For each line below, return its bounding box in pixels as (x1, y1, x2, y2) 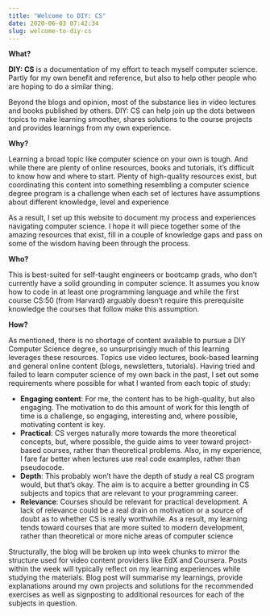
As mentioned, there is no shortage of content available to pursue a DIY (8, 336, 246, 346)
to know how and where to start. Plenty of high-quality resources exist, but (8, 171, 257, 182)
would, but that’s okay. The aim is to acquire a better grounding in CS (19, 480, 250, 489)
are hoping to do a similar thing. (8, 82, 114, 91)
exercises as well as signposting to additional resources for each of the (8, 590, 244, 600)
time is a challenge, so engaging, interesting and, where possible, (19, 411, 238, 421)
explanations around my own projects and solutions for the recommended (8, 581, 254, 591)
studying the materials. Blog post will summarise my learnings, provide (8, 572, 243, 582)
